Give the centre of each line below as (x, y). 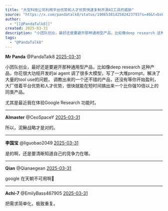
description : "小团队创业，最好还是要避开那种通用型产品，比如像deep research (80, 33)
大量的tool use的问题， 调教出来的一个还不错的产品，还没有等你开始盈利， (82, 79)
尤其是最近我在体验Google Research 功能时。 (52, 102)
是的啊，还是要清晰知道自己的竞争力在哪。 (49, 153)
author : (13, 19)
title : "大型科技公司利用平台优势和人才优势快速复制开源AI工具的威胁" (69, 10)
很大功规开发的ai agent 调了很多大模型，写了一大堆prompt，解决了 (91, 73)
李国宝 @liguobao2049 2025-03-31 (42, 142)
